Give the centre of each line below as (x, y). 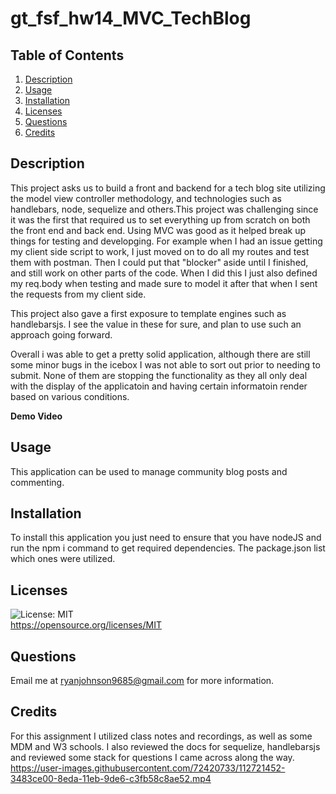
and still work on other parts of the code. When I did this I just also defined (164, 273)
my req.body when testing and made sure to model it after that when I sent (164, 283)
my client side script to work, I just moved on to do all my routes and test (160, 251)
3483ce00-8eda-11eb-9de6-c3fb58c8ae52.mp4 (111, 778)
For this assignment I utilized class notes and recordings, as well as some (161, 736)
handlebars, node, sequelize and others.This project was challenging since (164, 209)
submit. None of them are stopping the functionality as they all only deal (159, 375)
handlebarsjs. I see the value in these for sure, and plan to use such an (156, 324)
